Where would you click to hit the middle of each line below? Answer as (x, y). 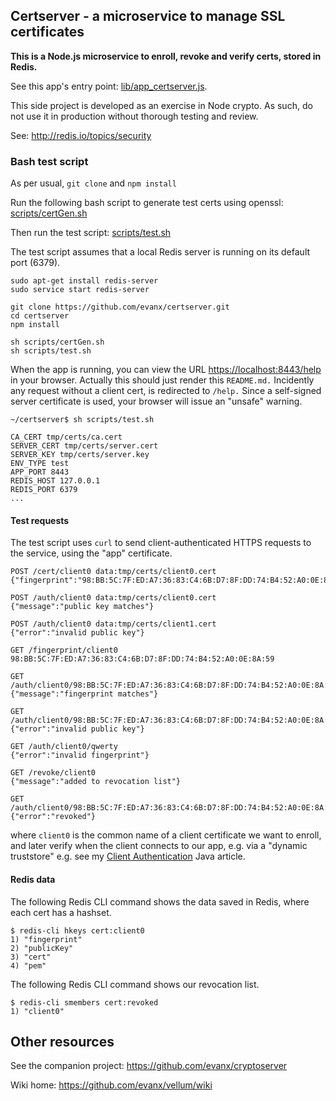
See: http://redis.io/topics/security (81, 135)
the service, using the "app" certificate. (91, 553)
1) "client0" (37, 1011)
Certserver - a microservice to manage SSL (148, 16)
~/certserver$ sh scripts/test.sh (82, 420)
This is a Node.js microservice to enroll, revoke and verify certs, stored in (166, 56)
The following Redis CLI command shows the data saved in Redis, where (160, 901)
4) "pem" (28, 965)
